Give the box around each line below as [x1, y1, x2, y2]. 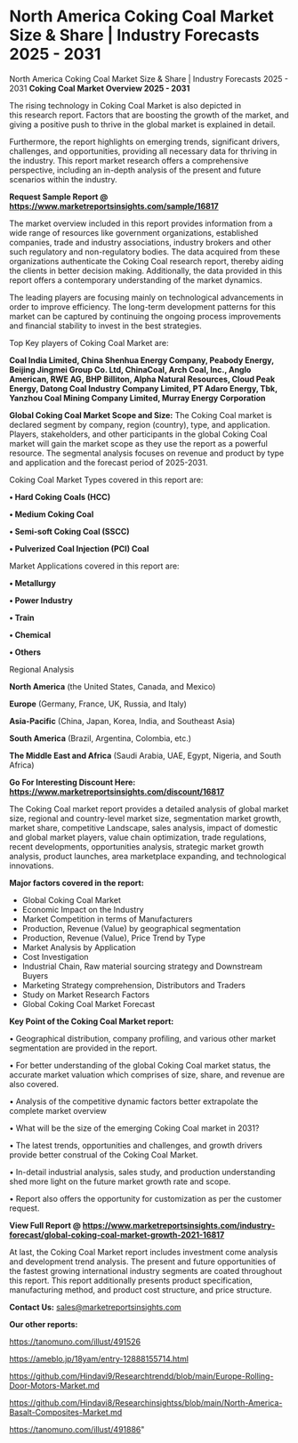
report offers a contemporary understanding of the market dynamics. [9, 274, 262, 286]
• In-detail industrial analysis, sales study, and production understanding [9, 1166, 276, 1177]
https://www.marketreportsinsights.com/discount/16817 [9, 786, 225, 797]
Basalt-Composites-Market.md [9, 1407, 123, 1417]
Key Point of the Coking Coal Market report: [9, 1016, 174, 1027]
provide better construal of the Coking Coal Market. [9, 1149, 198, 1160]
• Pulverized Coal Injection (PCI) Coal [9, 543, 149, 553]
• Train [9, 612, 35, 623]
